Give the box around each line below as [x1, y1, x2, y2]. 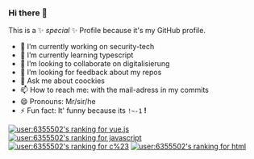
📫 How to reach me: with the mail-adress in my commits [19, 85, 210, 95]
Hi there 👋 [8, 7, 48, 19]
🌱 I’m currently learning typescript [19, 50, 134, 60]
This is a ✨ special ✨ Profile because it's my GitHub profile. [8, 26, 206, 36]
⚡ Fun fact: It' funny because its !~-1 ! [19, 106, 147, 115]
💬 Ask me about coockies [19, 76, 105, 86]
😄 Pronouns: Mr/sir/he [19, 97, 96, 107]
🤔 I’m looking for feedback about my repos [19, 68, 162, 77]
